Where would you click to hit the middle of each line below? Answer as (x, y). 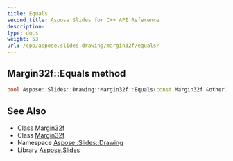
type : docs (23, 33)
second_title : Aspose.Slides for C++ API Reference (83, 20)
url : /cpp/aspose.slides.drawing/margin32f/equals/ (83, 46)
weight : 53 (23, 39)
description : (26, 26)
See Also (27, 111)
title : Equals (28, 13)
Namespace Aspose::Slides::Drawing (70, 142)
